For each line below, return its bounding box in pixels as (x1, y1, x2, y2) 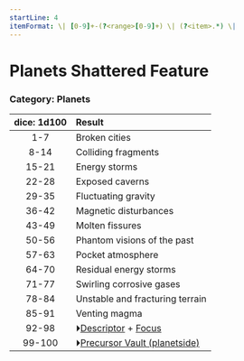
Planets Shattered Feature (9, 60, 210, 81)
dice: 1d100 (14, 116, 68, 128)
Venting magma (75, 307, 143, 319)
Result (75, 116, 104, 128)
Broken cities (75, 131, 131, 143)
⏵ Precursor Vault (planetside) (75, 336, 201, 348)
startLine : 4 (9, 13, 59, 23)
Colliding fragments (75, 145, 160, 158)
